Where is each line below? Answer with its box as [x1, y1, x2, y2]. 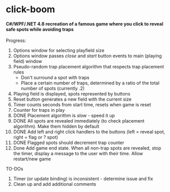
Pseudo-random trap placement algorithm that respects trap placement [13, 64, 164, 70]
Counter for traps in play [13, 107, 65, 113]
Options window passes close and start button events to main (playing [13, 53, 162, 59]
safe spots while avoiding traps [6, 26, 74, 32]
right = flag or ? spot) [13, 134, 58, 140]
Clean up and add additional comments [13, 181, 96, 187]
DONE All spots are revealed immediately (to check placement [13, 118, 145, 124]
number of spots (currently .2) [20, 85, 85, 91]
